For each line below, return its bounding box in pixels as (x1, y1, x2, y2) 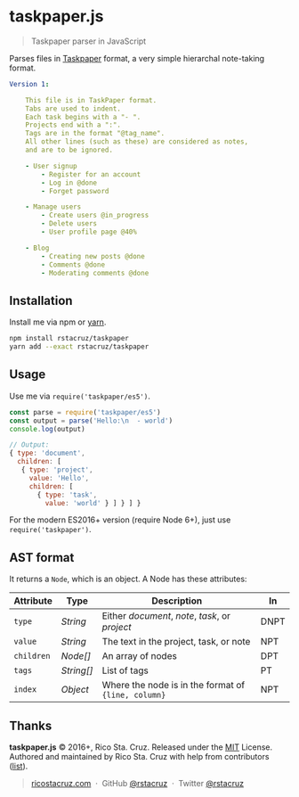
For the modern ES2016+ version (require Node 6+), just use (9, 514, 231, 525)
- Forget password (41, 186, 109, 195)
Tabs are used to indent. (25, 104, 122, 113)
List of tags (101, 664, 149, 677)
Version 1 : (9, 79, 50, 88)
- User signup (25, 161, 77, 170)
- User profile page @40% (41, 227, 138, 237)
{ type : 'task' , (36, 490, 98, 499)
